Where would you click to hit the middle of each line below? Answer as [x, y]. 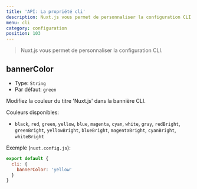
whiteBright [29, 136]
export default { [27, 158]
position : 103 [24, 34]
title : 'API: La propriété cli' [46, 12]
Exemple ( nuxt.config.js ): [38, 148]
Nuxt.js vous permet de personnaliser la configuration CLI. [91, 50]
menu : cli [18, 22]
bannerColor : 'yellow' [45, 170]
